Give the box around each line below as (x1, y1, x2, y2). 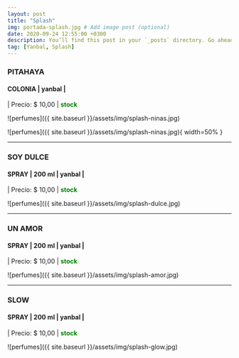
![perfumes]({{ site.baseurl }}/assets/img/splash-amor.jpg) (7, 271, 179, 279)
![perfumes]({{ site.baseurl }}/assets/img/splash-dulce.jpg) (7, 200, 181, 208)
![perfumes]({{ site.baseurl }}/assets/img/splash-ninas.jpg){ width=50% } (7, 128, 223, 136)
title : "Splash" (7, 17, 55, 24)
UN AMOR (7, 224, 43, 234)
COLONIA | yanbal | (7, 85, 66, 93)
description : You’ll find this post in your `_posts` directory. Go (7, 37, 215, 44)
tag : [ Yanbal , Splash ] (7, 43, 75, 50)
